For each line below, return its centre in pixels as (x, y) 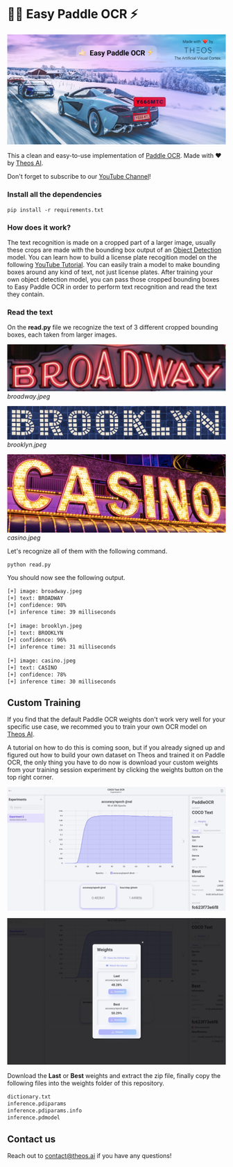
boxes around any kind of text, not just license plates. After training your (110, 272)
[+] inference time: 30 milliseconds (62, 682)
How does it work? (39, 227)
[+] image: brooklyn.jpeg (44, 626)
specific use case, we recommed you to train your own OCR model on (107, 727)
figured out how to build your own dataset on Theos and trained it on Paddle (116, 755)
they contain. (26, 294)
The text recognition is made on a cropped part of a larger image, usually (112, 242)
